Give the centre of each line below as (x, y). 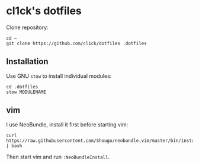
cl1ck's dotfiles (44, 11)
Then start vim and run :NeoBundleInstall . (58, 157)
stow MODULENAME (26, 92)
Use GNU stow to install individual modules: (59, 76)
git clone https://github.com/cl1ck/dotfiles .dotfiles (76, 43)
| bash (14, 146)
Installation (27, 61)
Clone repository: (27, 27)
